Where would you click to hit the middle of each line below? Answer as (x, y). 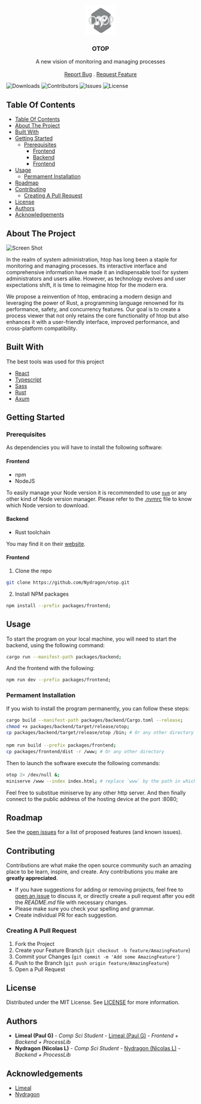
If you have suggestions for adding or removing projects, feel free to (99, 890)
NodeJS (25, 481)
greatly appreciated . (32, 878)
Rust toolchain (33, 532)
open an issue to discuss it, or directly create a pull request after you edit (105, 896)
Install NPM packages (42, 594)
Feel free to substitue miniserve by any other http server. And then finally (96, 793)
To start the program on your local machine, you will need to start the (92, 639)
